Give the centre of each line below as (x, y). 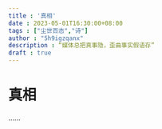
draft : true (30, 53)
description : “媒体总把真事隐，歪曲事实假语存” (81, 46)
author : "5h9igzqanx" (46, 38)
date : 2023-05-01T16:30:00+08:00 (66, 23)
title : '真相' (32, 16)
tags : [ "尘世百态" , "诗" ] (48, 30)
